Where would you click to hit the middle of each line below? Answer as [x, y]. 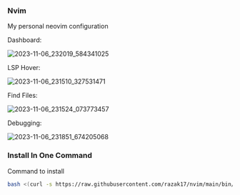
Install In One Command [50, 156]
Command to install [36, 171]
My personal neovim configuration [58, 26]
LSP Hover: [24, 68]
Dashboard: [25, 40]
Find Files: [22, 96]
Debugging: [25, 123]
